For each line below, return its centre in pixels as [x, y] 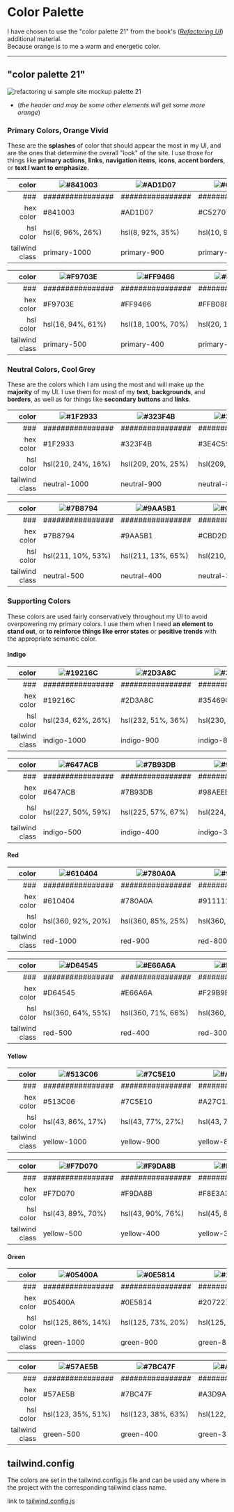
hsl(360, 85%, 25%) [155, 921]
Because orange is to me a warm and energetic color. [84, 46]
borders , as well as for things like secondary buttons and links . [99, 399]
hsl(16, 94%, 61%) [75, 325]
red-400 [135, 1033]
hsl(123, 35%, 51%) [77, 1414]
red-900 [135, 941]
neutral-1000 [66, 484]
